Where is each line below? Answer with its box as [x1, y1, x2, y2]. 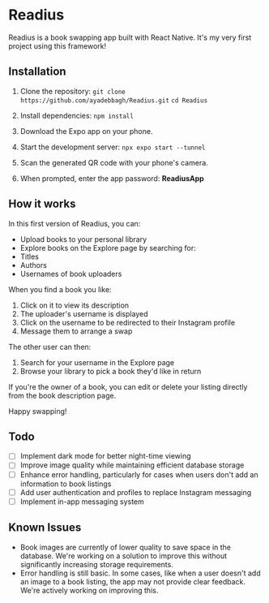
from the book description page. [8, 390, 117, 400]
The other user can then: [8, 342, 92, 351]
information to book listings [19, 479, 112, 489]
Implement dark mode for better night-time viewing [19, 451, 191, 461]
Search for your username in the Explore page [19, 357, 175, 367]
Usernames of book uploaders [19, 269, 122, 278]
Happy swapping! [8, 406, 67, 416]
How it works [8, 197, 76, 211]
